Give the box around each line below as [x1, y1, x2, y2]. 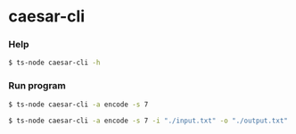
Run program [8, 80, 66, 92]
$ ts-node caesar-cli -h [8, 58, 101, 68]
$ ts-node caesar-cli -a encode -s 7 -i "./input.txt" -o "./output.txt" [8, 116, 289, 125]
